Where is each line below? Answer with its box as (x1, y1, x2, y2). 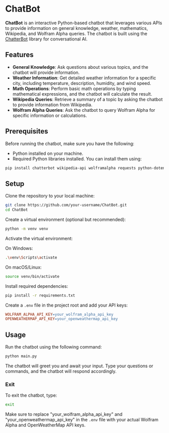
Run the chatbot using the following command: (5, 344, 102, 350)
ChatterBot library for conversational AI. (5, 36, 88, 42)
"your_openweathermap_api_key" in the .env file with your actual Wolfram (5, 417, 158, 423)
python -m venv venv (5, 226, 49, 231)
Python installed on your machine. (12, 150, 83, 156)
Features (5, 51, 34, 59)
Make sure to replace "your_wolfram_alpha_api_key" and (5, 411, 123, 417)
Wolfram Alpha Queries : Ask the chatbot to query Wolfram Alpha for (12, 107, 155, 113)
